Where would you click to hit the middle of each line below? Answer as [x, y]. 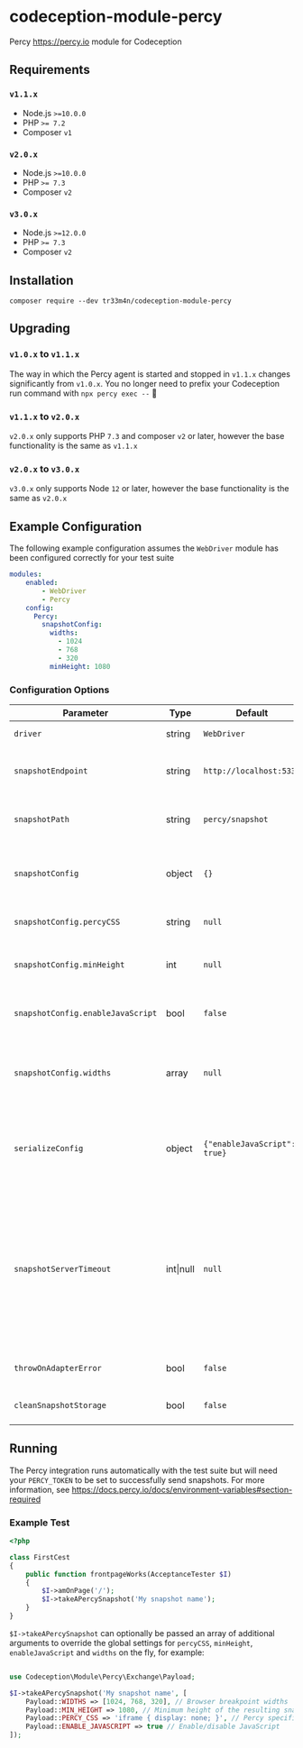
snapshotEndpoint [51, 771]
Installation [41, 280]
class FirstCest [40, 1557]
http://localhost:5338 [252, 771]
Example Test [40, 1523]
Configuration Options [60, 690]
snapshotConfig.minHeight [69, 965]
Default [252, 712]
